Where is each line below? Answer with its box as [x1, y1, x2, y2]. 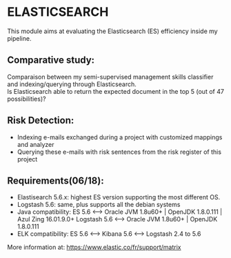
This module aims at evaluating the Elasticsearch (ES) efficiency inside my [7, 27, 219, 35]
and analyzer [17, 140, 54, 148]
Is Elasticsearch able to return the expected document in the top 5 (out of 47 [7, 87, 224, 95]
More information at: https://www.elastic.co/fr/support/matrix [7, 243, 181, 252]
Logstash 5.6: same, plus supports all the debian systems [17, 201, 181, 209]
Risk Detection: [7, 115, 74, 126]
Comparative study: [7, 54, 95, 66]
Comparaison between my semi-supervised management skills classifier [7, 72, 214, 81]
